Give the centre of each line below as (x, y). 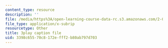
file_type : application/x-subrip (40, 24)
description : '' (22, 14)
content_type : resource (30, 10)
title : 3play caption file (33, 33)
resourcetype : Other (27, 28)
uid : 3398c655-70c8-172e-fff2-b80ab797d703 (51, 38)
